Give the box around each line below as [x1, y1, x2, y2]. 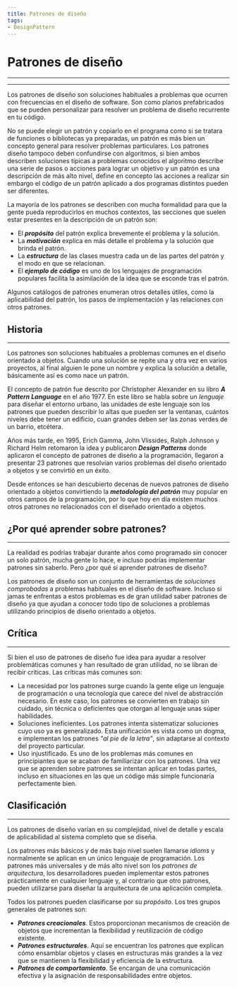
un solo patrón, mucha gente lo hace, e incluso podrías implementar [7, 555, 205, 564]
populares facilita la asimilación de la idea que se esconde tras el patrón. [17, 274, 229, 283]
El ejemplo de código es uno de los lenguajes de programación [17, 266, 202, 276]
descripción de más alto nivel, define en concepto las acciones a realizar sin [7, 172, 229, 180]
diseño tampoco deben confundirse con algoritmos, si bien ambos [7, 149, 200, 158]
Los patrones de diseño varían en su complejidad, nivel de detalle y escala [7, 825, 224, 834]
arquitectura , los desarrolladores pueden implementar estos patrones [7, 868, 209, 877]
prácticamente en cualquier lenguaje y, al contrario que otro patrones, [7, 876, 211, 885]
